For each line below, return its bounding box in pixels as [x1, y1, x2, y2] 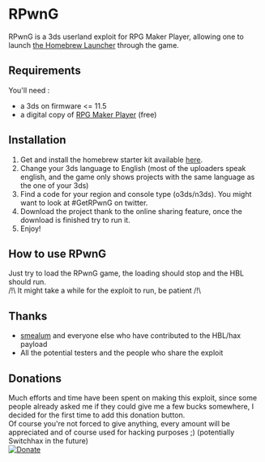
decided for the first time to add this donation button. [8, 410, 186, 420]
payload [19, 340, 48, 349]
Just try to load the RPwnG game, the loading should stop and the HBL [8, 268, 245, 278]
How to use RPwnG [8, 246, 107, 260]
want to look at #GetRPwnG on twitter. [19, 198, 148, 207]
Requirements [8, 64, 81, 78]
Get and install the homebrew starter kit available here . [19, 155, 203, 165]
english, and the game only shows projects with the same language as [19, 172, 255, 182]
